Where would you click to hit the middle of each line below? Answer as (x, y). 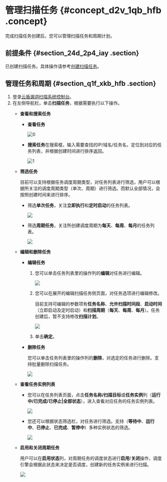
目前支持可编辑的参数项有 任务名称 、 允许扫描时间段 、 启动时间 (98, 304)
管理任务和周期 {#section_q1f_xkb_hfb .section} (81, 84)
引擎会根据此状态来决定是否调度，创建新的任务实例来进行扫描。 (85, 464)
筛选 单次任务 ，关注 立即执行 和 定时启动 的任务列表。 (80, 205)
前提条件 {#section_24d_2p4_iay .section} (72, 53)
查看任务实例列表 (37, 384)
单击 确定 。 (46, 336)
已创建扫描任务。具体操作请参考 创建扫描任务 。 (53, 66)
